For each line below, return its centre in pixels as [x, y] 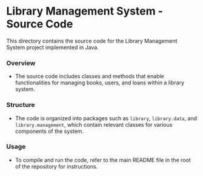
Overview [21, 63]
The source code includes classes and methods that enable [90, 76]
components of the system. [49, 131]
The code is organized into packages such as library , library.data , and [106, 118]
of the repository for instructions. [56, 166]
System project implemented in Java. [52, 47]
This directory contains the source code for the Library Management [92, 41]
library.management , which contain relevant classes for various [94, 124]
